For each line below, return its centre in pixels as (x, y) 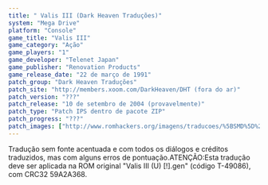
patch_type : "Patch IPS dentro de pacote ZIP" (87, 112)
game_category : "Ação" (46, 45)
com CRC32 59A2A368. (48, 174)
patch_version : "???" (44, 97)
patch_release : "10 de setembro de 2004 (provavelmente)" (106, 104)
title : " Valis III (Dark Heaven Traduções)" (85, 15)
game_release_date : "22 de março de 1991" (80, 75)
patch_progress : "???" (46, 119)
